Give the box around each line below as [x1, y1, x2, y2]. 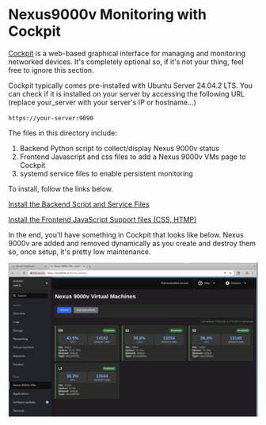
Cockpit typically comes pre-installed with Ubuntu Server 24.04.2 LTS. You [8, 81, 253, 90]
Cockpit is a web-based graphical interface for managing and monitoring [8, 48, 246, 58]
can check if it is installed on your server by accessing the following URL [8, 89, 245, 98]
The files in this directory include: [8, 128, 117, 138]
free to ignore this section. [8, 65, 94, 74]
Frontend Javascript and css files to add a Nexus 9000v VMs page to [19, 152, 247, 161]
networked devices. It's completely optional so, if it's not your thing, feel [8, 57, 244, 66]
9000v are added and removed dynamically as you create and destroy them [8, 238, 256, 248]
